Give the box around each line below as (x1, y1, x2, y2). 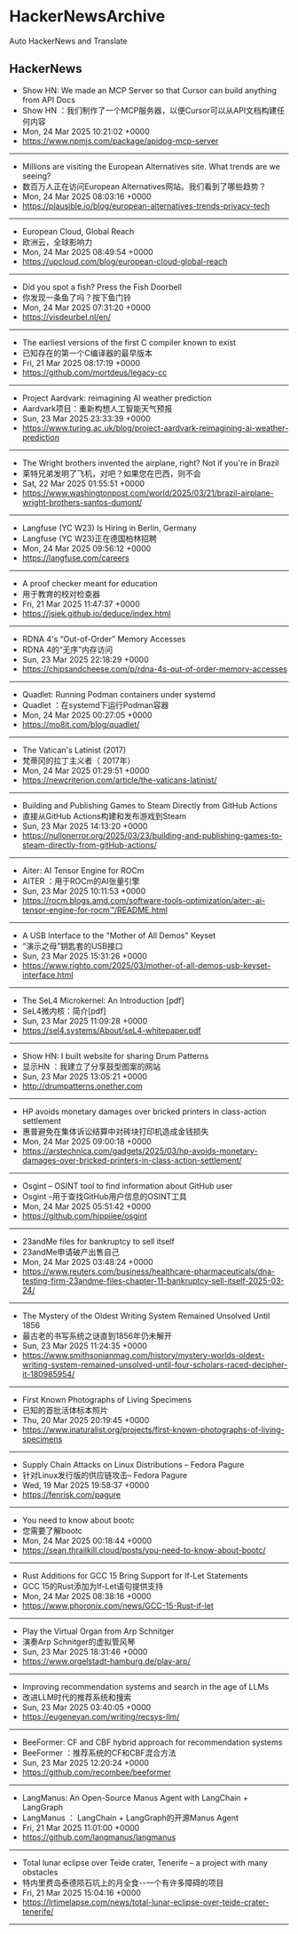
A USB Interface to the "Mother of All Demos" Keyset (21, 930, 216, 941)
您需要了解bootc (21, 1525, 82, 1536)
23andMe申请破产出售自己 (21, 1246, 120, 1257)
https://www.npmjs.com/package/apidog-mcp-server (21, 135, 219, 146)
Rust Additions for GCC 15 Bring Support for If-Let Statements (21, 1570, 248, 1580)
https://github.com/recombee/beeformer (21, 1766, 171, 1778)
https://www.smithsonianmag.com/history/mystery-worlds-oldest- (21, 1349, 265, 1360)
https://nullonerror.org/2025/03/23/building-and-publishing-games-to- (21, 830, 283, 840)
